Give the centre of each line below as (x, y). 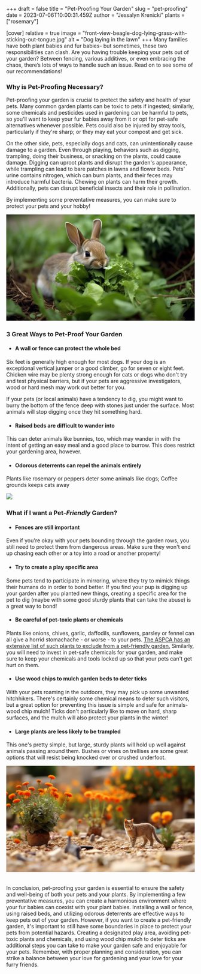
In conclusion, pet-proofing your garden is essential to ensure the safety (95, 888)
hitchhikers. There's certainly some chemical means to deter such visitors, (98, 698)
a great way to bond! (32, 606)
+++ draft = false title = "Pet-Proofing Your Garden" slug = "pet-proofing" (97, 9)
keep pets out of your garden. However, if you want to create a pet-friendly (99, 920)
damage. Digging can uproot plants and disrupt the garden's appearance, (97, 163)
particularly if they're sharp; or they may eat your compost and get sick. (95, 132)
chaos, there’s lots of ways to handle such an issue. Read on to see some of (100, 65)
